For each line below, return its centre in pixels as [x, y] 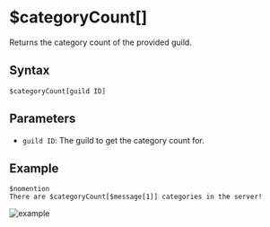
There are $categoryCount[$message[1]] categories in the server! [136, 197]
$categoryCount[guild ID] [57, 91]
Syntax [30, 70]
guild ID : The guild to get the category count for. [113, 140]
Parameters [43, 119]
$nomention [30, 189]
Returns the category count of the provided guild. [101, 42]
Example [34, 168]
